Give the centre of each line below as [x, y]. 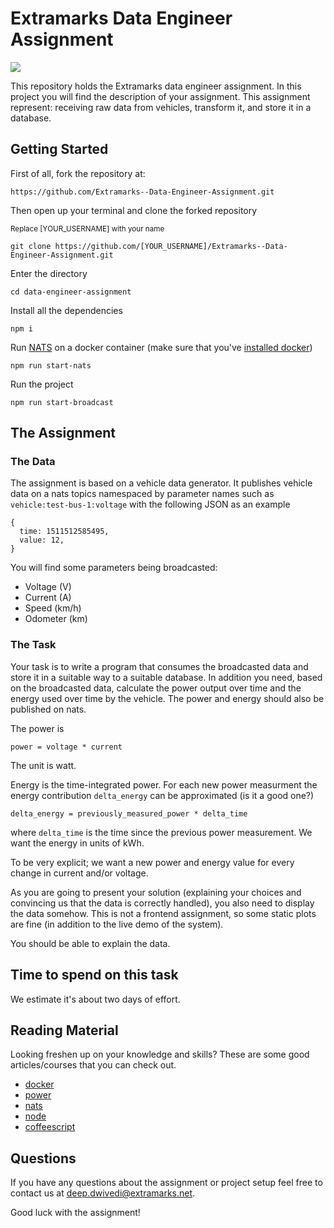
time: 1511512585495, [64, 532]
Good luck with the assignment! [75, 1213]
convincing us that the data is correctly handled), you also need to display [162, 903]
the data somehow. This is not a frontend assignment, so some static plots [163, 913]
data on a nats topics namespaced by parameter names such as [142, 494]
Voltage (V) [48, 587]
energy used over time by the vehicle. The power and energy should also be [167, 698]
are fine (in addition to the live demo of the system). [117, 924]
